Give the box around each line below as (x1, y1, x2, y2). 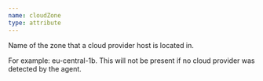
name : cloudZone (8, 11, 61, 20)
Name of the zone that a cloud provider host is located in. (8, 40, 194, 50)
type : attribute (8, 19, 61, 27)
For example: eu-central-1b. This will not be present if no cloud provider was (8, 56, 255, 65)
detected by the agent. (8, 64, 82, 73)
